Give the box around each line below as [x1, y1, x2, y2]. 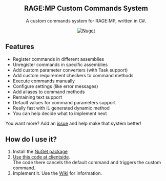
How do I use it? [5, 135, 57, 144]
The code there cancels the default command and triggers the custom [12, 160, 161, 166]
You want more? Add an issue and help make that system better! [5, 120, 141, 126]
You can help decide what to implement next [12, 110, 107, 117]
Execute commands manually [12, 78, 75, 84]
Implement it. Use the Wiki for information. [12, 170, 102, 176]
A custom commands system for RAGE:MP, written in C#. [26, 17, 147, 24]
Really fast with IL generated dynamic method [12, 105, 110, 111]
